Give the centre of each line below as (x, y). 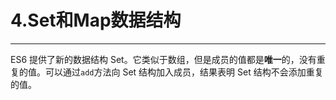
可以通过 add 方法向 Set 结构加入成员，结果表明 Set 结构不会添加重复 (184, 72)
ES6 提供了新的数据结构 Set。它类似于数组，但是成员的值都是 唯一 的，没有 (163, 59)
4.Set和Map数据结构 (96, 20)
